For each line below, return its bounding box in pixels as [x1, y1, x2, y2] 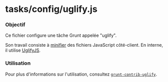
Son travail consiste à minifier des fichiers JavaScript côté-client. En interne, [5, 42, 163, 48]
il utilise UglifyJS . [5, 47, 41, 53]
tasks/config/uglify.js [5, 3, 98, 15]
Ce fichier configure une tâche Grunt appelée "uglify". [5, 32, 117, 38]
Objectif [5, 21, 26, 28]
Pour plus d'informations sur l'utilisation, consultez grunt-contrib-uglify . [5, 71, 157, 77]
